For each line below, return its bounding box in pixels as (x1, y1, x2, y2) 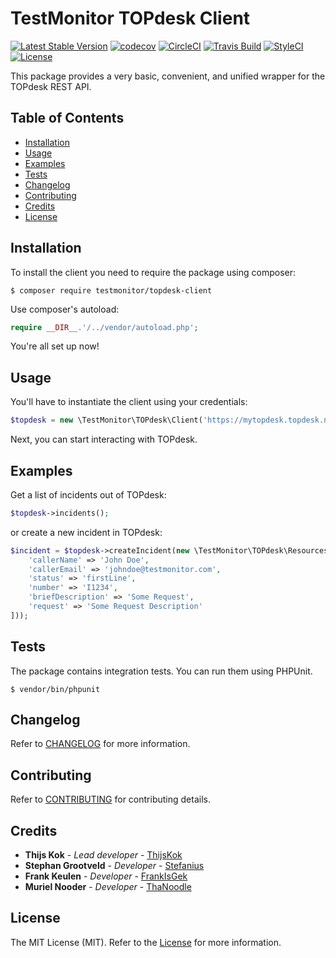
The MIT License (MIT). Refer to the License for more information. (10, 936, 282, 948)
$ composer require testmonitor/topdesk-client (10, 285, 213, 296)
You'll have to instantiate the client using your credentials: (10, 396, 248, 408)
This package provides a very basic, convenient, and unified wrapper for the (10, 70, 326, 82)
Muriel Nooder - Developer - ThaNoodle (24, 881, 192, 893)
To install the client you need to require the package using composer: (10, 266, 296, 278)
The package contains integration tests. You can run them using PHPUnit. (10, 665, 313, 677)
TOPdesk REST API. (10, 80, 92, 92)
